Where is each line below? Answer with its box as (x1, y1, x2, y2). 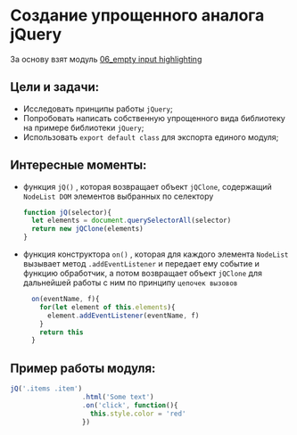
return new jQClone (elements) (31, 225, 144, 234)
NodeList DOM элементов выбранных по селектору (22, 191, 214, 201)
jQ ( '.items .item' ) (10, 384, 83, 393)
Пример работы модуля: (10, 360, 156, 375)
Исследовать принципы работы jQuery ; (22, 103, 173, 114)
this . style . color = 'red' (89, 409, 186, 418)
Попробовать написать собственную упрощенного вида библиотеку (22, 112, 286, 123)
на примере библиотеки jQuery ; (22, 122, 144, 133)
